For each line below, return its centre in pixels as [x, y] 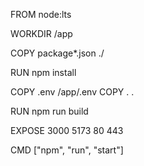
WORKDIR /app [41, 33]
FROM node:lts [41, 14]
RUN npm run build [49, 111]
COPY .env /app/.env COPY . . [72, 92]
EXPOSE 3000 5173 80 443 [67, 130]
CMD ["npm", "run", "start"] [67, 150]
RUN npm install [43, 72]
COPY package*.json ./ [57, 53]
